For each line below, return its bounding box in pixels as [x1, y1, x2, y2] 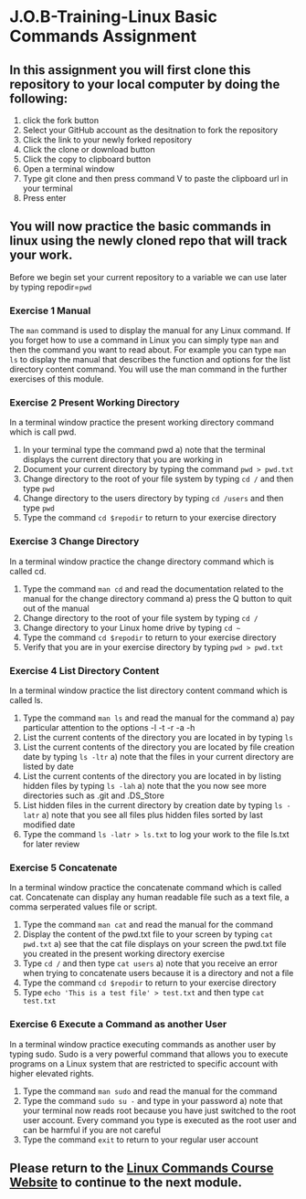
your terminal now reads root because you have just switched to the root [22, 1105, 297, 1116]
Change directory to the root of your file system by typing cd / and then [22, 473, 294, 485]
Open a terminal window [22, 163, 115, 174]
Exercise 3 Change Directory [9, 535, 140, 548]
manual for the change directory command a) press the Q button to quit [22, 593, 292, 604]
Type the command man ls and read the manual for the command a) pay [22, 712, 295, 723]
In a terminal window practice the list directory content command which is [9, 685, 288, 696]
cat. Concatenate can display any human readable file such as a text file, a [9, 892, 290, 903]
